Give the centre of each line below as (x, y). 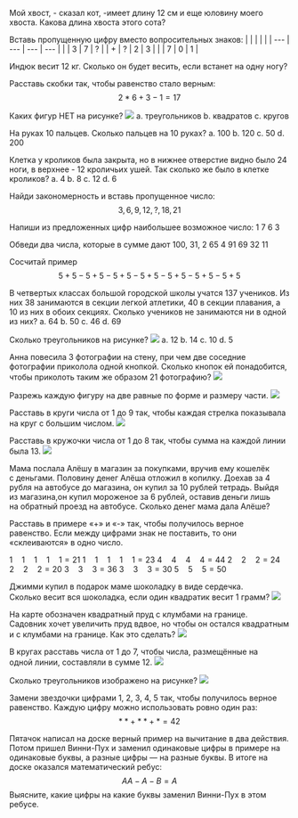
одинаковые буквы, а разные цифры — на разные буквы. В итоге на (139, 757)
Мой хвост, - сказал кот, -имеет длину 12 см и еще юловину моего (137, 13)
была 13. (25, 451)
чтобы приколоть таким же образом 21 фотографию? (110, 377)
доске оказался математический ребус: (86, 767)
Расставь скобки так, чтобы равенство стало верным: (113, 83)
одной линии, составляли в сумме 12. (81, 662)
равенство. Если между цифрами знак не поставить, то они (123, 533)
